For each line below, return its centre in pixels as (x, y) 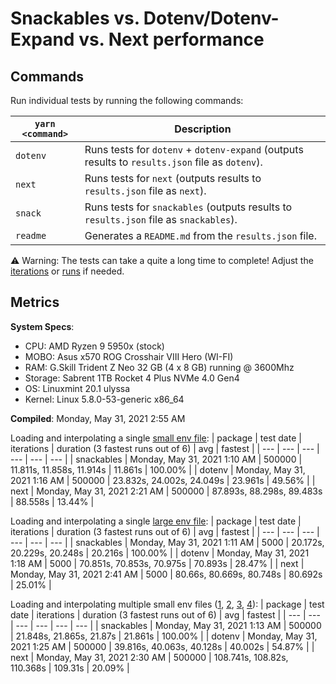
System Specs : (42, 326)
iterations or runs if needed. (67, 271)
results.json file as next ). (145, 190)
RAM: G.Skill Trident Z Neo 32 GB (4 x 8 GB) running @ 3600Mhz (159, 367)
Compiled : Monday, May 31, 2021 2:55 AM (98, 418)
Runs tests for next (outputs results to (173, 178)
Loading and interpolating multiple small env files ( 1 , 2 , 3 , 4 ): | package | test (167, 604)
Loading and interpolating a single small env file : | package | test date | (156, 438)
